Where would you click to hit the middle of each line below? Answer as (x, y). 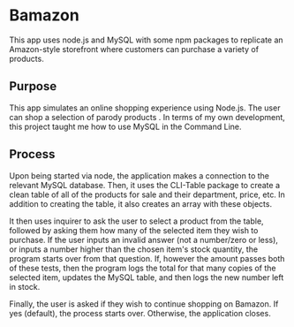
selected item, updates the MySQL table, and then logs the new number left (147, 277)
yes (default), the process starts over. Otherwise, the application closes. (140, 313)
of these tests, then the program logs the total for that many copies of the (143, 268)
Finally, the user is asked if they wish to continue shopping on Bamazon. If (144, 304)
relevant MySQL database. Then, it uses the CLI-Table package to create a (145, 185)
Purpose (33, 86)
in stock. (25, 286)
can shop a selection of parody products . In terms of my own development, (147, 117)
